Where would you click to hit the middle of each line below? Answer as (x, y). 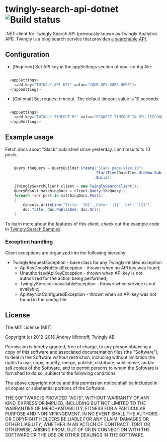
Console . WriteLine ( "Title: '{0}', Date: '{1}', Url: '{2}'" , (88, 205)
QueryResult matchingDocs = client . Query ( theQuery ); (70, 191)
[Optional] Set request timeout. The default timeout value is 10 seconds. (86, 99)
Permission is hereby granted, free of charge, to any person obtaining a (78, 346)
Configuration (27, 55)
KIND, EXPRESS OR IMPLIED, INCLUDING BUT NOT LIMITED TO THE (76, 403)
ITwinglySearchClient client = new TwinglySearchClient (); (77, 186)
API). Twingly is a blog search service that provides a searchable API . (76, 39)
